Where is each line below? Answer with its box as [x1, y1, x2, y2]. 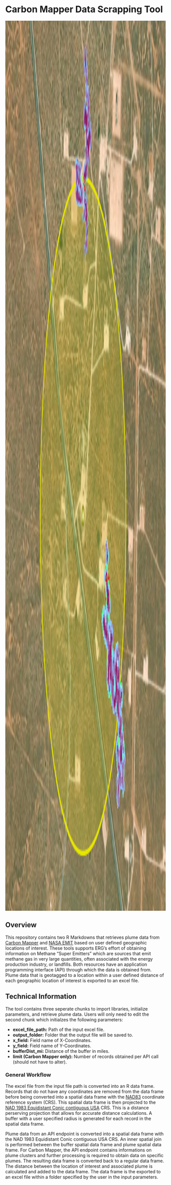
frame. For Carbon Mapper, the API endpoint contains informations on [5, 1147, 152, 1153]
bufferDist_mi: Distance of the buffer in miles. [12, 1048, 110, 1054]
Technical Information [5, 992, 77, 1001]
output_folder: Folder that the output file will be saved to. [12, 1031, 133, 1038]
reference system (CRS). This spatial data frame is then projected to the [5, 1099, 156, 1105]
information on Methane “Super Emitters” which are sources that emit [5, 950, 151, 957]
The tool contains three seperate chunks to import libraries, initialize [5, 1005, 148, 1012]
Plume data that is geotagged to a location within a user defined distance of [5, 972, 164, 978]
